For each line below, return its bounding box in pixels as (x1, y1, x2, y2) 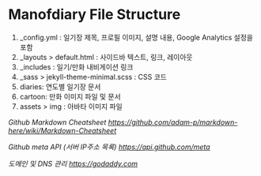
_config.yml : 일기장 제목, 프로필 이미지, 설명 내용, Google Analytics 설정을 (19, 32, 253, 42)
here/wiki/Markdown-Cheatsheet (8, 125, 117, 135)
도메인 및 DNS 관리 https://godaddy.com (8, 159, 138, 168)
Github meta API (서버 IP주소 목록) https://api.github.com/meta (8, 142, 211, 152)
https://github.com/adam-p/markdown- (108, 117, 238, 127)
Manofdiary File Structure (8, 6, 181, 24)
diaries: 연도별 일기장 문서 (19, 81, 101, 92)
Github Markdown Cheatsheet (8, 117, 107, 127)
